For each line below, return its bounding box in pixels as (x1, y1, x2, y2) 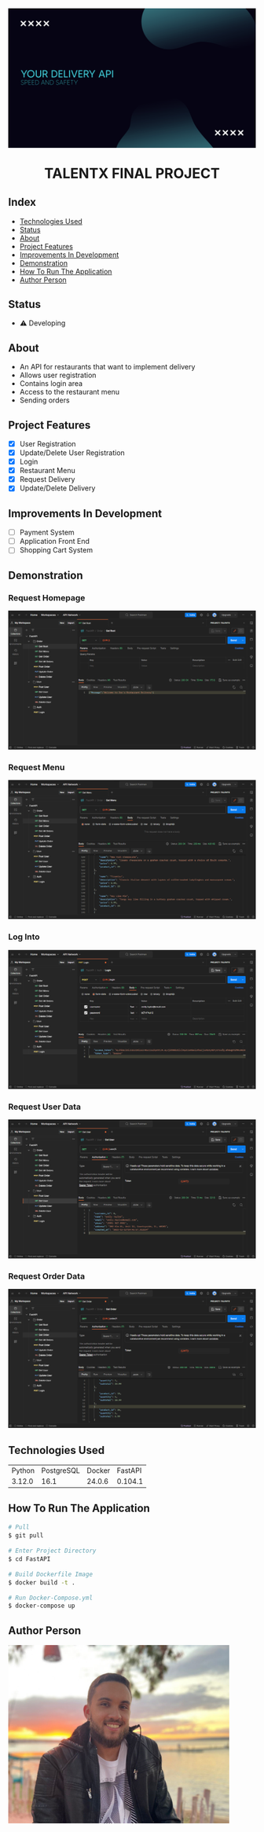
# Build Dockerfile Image (8, 1570, 93, 1578)
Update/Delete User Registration (19, 448, 126, 457)
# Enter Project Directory (8, 1547, 97, 1555)
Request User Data (8, 1101, 81, 1112)
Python (11, 1466, 35, 1475)
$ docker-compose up (8, 1602, 76, 1610)
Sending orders (19, 395, 70, 405)
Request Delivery (19, 475, 75, 484)
